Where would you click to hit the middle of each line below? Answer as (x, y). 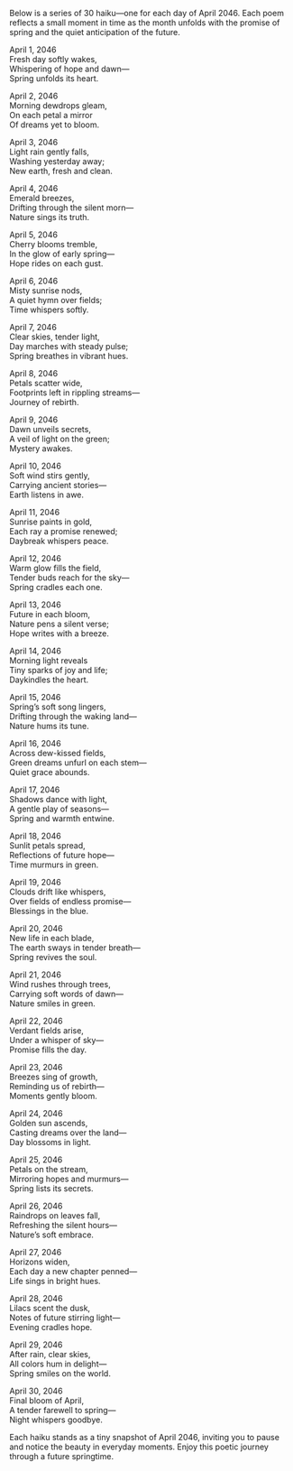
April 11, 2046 (35, 512)
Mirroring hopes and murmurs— (69, 1179)
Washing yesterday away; (57, 161)
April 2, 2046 (34, 96)
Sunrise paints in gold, (51, 522)
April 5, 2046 (34, 235)
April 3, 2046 (34, 142)
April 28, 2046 (36, 1298)
